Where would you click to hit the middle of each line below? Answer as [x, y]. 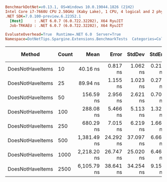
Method [30, 54]
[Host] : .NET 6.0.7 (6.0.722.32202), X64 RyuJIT [66, 21]
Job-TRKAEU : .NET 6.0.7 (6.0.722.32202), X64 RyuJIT [66, 25]
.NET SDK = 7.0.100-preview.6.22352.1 [43, 16]
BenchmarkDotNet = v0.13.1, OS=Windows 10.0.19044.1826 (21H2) [70, 7]
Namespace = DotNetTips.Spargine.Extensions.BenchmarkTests [66, 39]
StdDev [136, 54]
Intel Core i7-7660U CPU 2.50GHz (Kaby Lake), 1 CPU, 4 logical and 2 [80, 11]
